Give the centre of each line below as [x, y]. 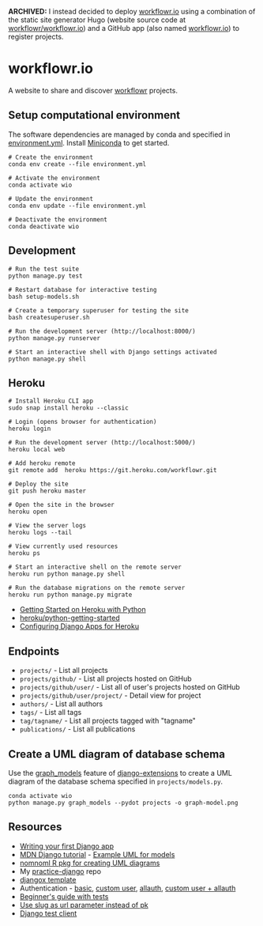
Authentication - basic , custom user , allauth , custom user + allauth [128, 888]
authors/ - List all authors [61, 704]
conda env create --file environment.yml [77, 164]
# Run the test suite [44, 269]
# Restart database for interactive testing [83, 289]
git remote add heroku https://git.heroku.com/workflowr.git [113, 471]
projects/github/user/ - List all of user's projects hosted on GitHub [130, 687]
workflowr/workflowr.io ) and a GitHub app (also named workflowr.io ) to [124, 28]
